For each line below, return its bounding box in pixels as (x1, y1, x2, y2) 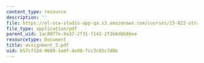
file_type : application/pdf (6, 25, 78, 32)
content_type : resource (6, 8, 67, 15)
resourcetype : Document (6, 37, 67, 43)
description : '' (6, 14, 47, 20)
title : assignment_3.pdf (6, 43, 69, 49)
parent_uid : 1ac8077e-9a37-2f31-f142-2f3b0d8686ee (6, 31, 137, 37)
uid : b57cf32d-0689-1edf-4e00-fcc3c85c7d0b (6, 48, 118, 54)
